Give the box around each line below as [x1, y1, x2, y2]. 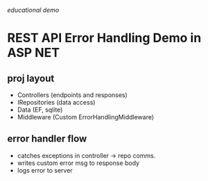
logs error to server [17, 166, 73, 174]
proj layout [7, 72, 55, 84]
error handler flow [7, 133, 87, 145]
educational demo [7, 6, 60, 14]
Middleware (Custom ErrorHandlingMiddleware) [17, 113, 155, 121]
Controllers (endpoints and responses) [17, 91, 128, 99]
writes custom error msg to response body [17, 159, 140, 167]
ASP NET [7, 45, 60, 61]
